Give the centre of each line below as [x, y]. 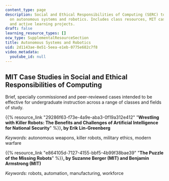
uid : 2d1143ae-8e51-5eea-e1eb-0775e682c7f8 [52, 47]
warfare [13, 143]
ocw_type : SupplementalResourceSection [47, 38]
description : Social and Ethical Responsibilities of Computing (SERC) [82, 15]
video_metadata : [22, 52]
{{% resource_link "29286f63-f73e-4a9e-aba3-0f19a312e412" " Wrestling [82, 117]
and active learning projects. [43, 24]
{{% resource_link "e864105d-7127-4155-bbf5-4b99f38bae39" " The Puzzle [84, 153]
